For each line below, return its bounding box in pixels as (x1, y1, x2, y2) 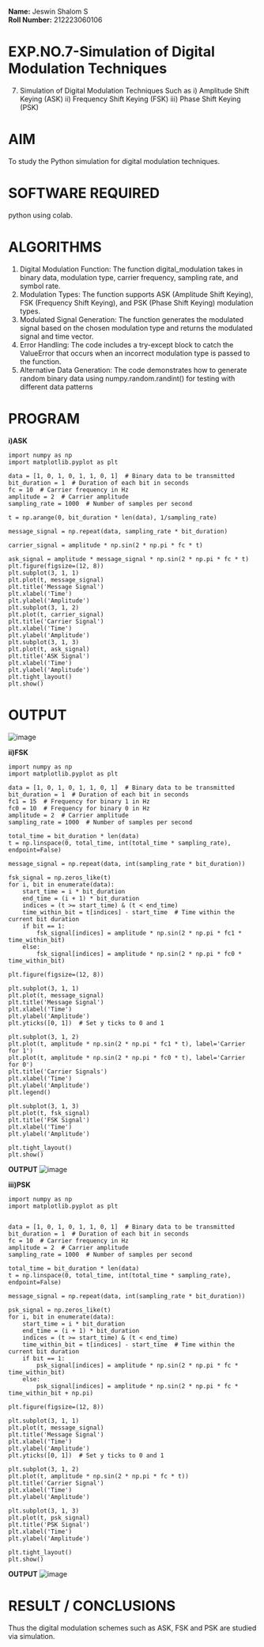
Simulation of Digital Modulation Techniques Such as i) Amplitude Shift (19, 85, 250, 95)
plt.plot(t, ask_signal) (8, 645, 90, 653)
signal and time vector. (19, 332, 94, 341)
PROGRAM (8, 409, 81, 427)
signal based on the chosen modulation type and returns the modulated (19, 323, 253, 332)
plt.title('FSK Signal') (8, 1116, 90, 1124)
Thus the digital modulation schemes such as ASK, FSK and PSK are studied (8, 1622, 257, 1633)
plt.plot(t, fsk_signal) (8, 1109, 90, 1117)
